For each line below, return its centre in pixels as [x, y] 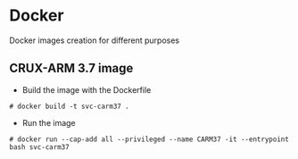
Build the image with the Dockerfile [87, 89]
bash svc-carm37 [39, 147]
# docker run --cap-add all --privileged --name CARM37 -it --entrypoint [149, 139]
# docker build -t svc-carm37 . [69, 106]
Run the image [49, 122]
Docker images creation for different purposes [95, 40]
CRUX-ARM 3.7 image [71, 68]
